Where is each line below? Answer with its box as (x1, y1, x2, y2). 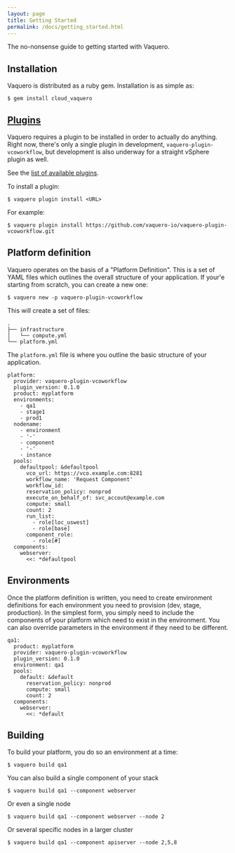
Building (7, 730, 44, 741)
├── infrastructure (7, 325, 65, 333)
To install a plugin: (7, 182, 60, 190)
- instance (20, 451, 52, 458)
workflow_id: (25, 482, 65, 489)
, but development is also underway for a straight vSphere (41, 148, 210, 156)
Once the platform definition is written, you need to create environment (7, 593, 213, 602)
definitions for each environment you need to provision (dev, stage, (7, 600, 201, 609)
